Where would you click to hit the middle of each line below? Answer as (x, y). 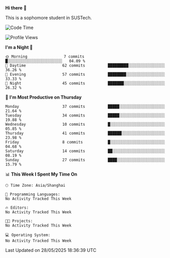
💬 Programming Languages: (33, 194)
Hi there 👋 (16, 8)
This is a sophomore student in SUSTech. (49, 18)
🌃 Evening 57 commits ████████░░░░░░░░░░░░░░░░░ (85, 74)
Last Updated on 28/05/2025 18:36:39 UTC (51, 250)
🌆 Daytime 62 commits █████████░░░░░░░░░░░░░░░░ (85, 66)
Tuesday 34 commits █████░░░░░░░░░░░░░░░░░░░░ (85, 116)
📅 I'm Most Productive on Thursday (44, 97)
